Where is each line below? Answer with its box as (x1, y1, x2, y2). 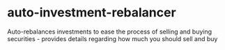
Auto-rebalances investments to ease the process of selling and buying (7, 27, 212, 36)
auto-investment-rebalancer (7, 5, 176, 21)
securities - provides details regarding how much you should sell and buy (7, 34, 218, 42)
